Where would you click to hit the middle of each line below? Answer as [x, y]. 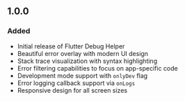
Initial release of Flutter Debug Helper [71, 46]
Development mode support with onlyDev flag [82, 75]
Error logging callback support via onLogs [76, 83]
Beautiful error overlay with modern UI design [82, 53]
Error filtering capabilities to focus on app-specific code [98, 68]
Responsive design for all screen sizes [72, 90]
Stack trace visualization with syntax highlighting [87, 61]
